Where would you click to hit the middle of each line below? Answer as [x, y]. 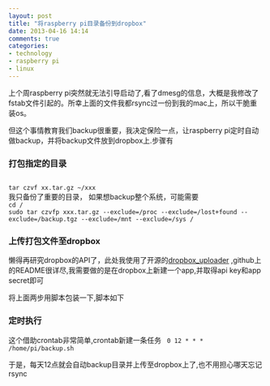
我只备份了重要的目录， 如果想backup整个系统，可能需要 [104, 197]
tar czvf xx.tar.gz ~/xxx [52, 188]
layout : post [30, 16]
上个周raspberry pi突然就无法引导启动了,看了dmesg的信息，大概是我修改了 [134, 92]
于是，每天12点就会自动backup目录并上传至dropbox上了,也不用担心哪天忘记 [135, 364]
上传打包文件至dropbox [54, 241]
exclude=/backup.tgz [43, 220]
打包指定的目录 [38, 163]
